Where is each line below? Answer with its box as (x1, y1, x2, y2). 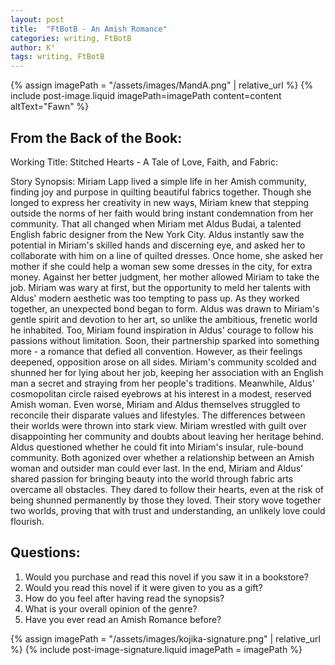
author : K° (10, 42, 56, 53)
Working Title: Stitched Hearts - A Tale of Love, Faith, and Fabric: (10, 156, 278, 168)
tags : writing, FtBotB (10, 52, 105, 62)
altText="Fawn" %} (10, 101, 90, 113)
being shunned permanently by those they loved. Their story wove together (10, 494, 322, 506)
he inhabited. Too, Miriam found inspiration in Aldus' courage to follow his (10, 324, 314, 336)
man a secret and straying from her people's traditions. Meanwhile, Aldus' (10, 377, 315, 389)
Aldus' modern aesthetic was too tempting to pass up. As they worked (10, 292, 300, 304)
